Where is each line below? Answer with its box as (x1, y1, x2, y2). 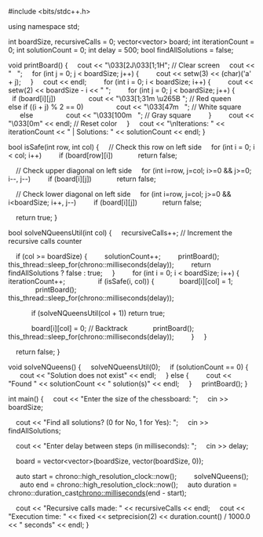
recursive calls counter (8, 237, 82, 245)
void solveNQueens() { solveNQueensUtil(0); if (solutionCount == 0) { (8, 362, 249, 372)
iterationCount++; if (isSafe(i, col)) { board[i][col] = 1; (8, 277, 233, 285)
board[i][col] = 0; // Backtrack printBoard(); (31, 324, 195, 332)
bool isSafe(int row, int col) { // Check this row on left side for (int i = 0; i (8, 143, 255, 151)
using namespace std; (8, 22, 80, 31)
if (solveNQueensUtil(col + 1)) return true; (31, 309, 166, 317)
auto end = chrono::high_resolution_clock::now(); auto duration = (19, 480, 238, 489)
